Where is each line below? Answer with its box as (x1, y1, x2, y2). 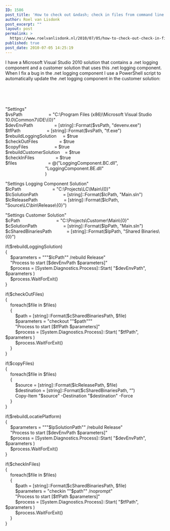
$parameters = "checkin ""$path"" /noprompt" (15, 488, 113, 494)
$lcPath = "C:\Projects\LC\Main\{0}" (5, 186, 111, 192)
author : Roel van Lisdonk (5, 17, 60, 22)
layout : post (5, 26, 33, 32)
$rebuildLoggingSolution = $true (5, 133, 78, 139)
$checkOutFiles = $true (5, 138, 75, 144)
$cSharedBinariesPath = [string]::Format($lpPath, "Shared (5, 228, 141, 234)
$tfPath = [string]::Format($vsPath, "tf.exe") (5, 128, 122, 134)
